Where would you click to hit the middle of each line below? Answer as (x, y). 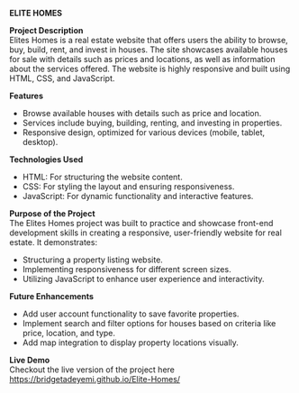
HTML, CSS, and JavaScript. (62, 78)
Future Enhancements (52, 296)
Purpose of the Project (53, 214)
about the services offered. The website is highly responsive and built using (150, 69)
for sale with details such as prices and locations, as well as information (143, 59)
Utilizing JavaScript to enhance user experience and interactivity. (143, 279)
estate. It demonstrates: (53, 242)
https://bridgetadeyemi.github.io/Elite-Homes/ (95, 379)
